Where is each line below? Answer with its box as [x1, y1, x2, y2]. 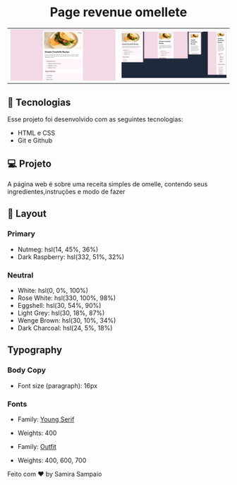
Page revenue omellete [49, 4, 188, 20]
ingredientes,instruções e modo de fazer [7, 188, 126, 196]
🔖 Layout [7, 208, 47, 220]
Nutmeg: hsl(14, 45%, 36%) [17, 245, 99, 253]
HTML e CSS [17, 128, 56, 138]
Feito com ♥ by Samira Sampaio [7, 469, 102, 478]
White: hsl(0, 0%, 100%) [17, 287, 89, 294]
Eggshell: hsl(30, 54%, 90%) [17, 301, 102, 309]
